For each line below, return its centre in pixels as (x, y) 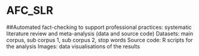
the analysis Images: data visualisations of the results (73, 46)
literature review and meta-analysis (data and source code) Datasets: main (100, 33)
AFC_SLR (30, 11)
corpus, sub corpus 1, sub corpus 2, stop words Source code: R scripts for (100, 40)
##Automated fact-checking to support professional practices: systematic (99, 27)
